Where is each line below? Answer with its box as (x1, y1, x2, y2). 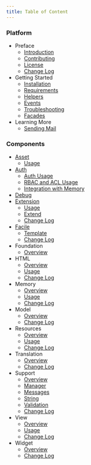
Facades (23, 112, 45, 119)
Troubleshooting (23, 105, 65, 113)
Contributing (23, 54, 55, 62)
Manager (23, 382, 47, 390)
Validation (23, 402, 49, 409)
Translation (14, 351, 43, 358)
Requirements (23, 86, 59, 93)
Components (6, 139, 45, 148)
